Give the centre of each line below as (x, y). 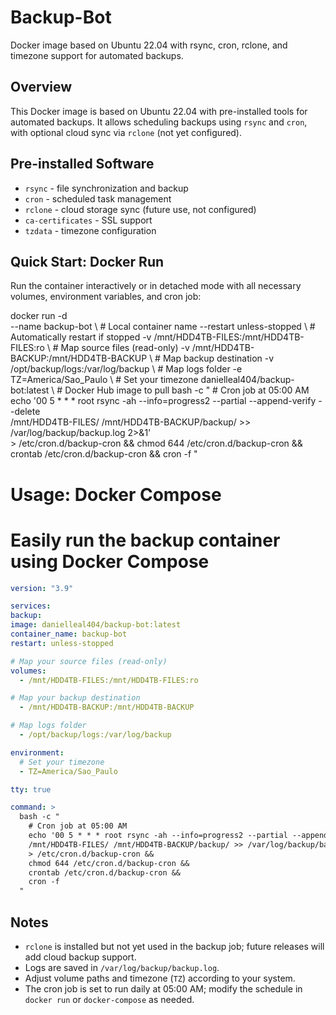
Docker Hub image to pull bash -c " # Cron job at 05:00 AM (187, 390)
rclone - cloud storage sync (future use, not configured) (140, 209)
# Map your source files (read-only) (89, 661)
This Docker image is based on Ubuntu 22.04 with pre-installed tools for (159, 111)
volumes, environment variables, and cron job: (106, 297)
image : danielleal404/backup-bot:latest (96, 625)
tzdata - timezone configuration (90, 230)
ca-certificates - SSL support (88, 220)
